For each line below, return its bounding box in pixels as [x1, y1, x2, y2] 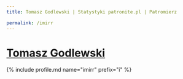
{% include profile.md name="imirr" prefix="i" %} [6, 66, 132, 74]
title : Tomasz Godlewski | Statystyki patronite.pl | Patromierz [6, 9, 177, 15]
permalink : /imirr [6, 19, 53, 26]
